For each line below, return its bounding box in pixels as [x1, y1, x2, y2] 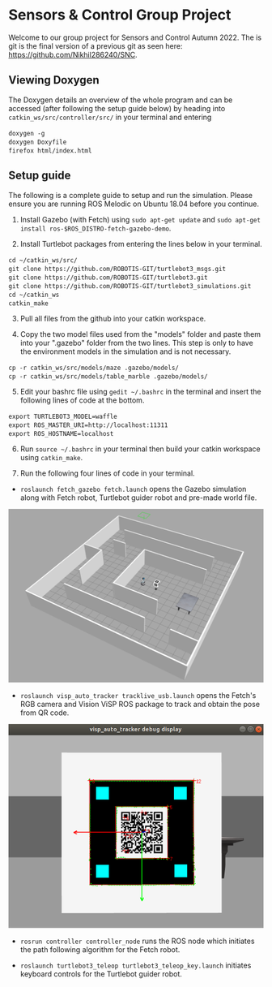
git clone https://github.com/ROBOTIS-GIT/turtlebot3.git [8, 274, 208, 282]
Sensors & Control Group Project [8, 6, 232, 24]
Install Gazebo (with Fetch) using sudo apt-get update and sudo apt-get [19, 214, 261, 224]
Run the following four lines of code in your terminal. [19, 468, 196, 478]
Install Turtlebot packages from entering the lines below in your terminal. [19, 239, 263, 248]
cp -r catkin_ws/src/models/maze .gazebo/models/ [8, 364, 180, 372]
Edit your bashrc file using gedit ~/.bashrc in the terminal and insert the [19, 386, 261, 396]
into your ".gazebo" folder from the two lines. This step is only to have [19, 338, 253, 347]
